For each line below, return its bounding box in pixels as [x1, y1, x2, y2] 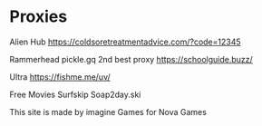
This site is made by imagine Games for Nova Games [9, 106, 207, 117]
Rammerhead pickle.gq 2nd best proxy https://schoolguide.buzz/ [9, 53, 254, 64]
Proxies [9, 6, 68, 27]
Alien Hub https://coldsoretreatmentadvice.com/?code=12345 [9, 36, 242, 47]
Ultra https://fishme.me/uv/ [9, 71, 111, 82]
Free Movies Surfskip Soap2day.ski [9, 89, 141, 100]
